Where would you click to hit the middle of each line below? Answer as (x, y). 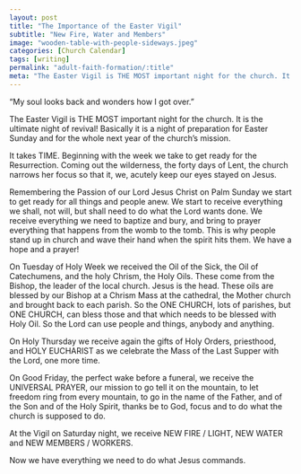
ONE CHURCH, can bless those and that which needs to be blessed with (143, 314)
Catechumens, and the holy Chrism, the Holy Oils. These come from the (142, 276)
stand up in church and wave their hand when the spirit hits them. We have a (150, 240)
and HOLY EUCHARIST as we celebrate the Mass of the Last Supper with (144, 350)
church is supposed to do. (57, 416)
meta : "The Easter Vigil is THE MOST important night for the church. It (150, 76)
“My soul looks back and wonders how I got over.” (102, 101)
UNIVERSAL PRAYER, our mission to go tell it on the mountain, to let (134, 387)
